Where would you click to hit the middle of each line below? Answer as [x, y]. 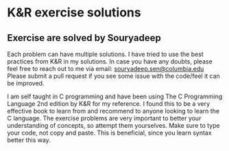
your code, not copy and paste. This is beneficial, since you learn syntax [109, 133]
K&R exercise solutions [74, 13]
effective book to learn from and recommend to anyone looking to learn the [113, 111]
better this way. [29, 140]
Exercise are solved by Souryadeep [84, 38]
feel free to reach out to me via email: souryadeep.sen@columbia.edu [106, 69]
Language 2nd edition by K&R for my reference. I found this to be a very [109, 104]
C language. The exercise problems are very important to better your [104, 118]
